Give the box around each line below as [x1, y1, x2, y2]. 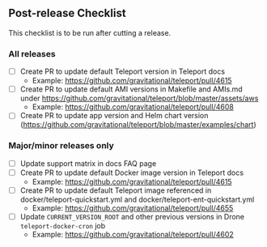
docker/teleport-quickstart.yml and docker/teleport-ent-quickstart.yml [19, 194, 255, 204]
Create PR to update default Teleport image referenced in [19, 185, 212, 195]
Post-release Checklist [8, 6, 127, 20]
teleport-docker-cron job [19, 220, 106, 230]
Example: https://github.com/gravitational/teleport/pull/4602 [32, 229, 235, 239]
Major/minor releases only [8, 140, 115, 151]
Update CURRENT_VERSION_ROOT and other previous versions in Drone [19, 211, 245, 221]
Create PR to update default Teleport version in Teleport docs [19, 66, 225, 76]
